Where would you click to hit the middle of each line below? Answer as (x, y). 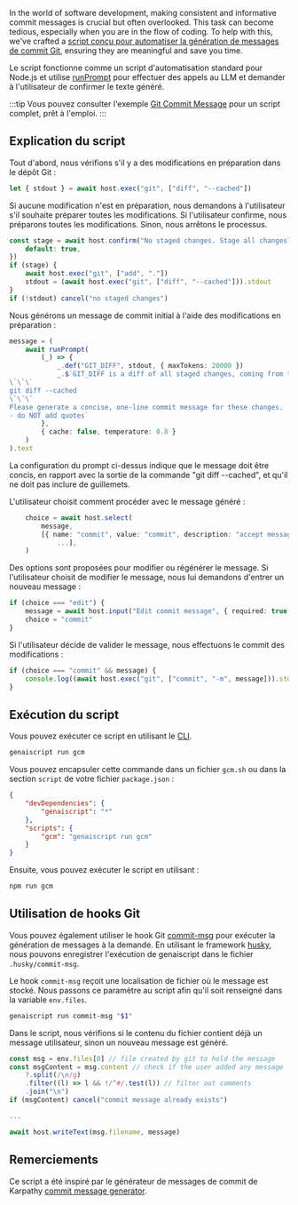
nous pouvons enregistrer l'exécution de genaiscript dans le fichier (132, 954)
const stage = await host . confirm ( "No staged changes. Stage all (132, 240)
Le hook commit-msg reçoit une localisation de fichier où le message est (139, 980)
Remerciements (54, 1160)
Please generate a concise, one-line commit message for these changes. (146, 407)
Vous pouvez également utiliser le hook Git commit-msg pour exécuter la (142, 935)
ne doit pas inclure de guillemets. (70, 484)
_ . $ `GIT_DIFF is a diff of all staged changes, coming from (170, 374)
